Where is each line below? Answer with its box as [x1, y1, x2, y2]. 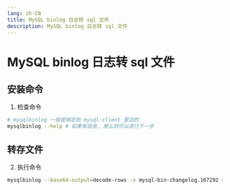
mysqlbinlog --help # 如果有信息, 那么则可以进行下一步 [7, 123, 155, 130]
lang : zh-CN [7, 10, 41, 17]
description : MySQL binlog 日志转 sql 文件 [7, 23, 128, 29]
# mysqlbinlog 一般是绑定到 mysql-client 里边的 [7, 117, 139, 124]
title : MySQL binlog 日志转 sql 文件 [7, 16, 110, 23]
